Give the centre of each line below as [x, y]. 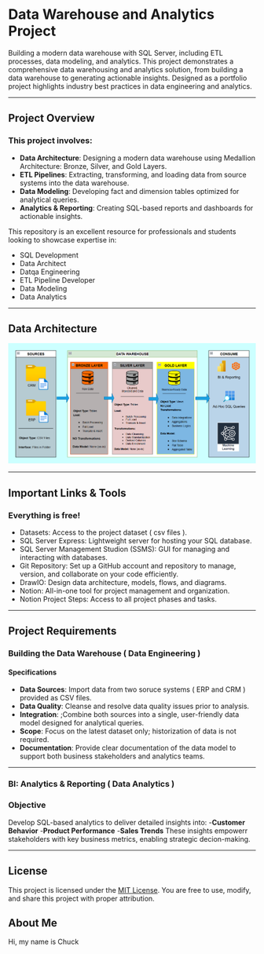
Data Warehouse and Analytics [111, 15]
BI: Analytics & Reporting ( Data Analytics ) [92, 784]
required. [34, 740]
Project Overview [51, 118]
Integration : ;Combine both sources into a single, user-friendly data [129, 715]
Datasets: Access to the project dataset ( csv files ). [103, 532]
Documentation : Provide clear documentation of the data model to [128, 748]
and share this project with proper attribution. [81, 898]
